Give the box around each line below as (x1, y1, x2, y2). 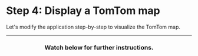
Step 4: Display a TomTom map (6, 4, 160, 17)
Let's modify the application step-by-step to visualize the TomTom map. (6, 23, 181, 30)
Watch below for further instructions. (44, 43, 154, 51)
